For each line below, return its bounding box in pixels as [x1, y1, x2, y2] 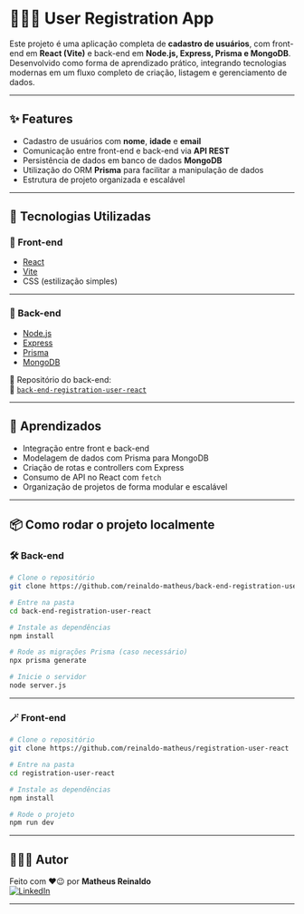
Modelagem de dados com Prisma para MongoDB [22, 452, 210, 463]
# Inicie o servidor [9, 673, 88, 682]
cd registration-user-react [9, 768, 116, 778]
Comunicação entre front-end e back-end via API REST [22, 145, 230, 156]
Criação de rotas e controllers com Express [22, 462, 185, 472]
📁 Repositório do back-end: [9, 374, 111, 384]
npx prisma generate [9, 656, 88, 666]
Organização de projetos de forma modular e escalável [22, 481, 228, 492]
